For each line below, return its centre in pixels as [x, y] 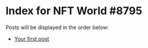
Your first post [32, 39]
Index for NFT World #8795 [74, 11]
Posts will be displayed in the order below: [57, 27]
